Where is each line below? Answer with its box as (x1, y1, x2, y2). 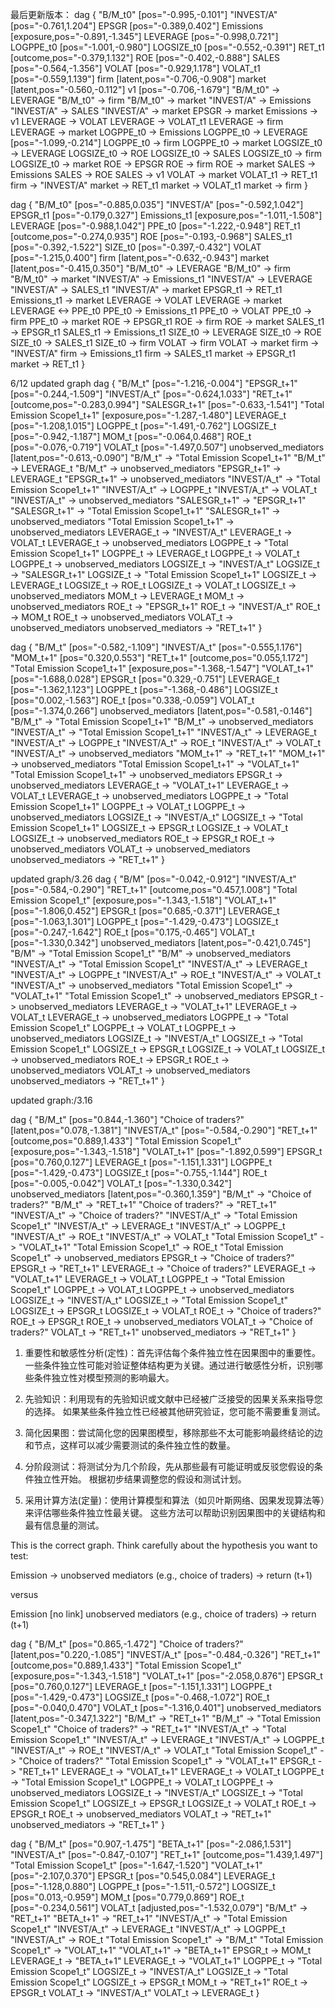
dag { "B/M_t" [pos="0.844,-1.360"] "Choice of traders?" (10, 1114, 245, 1125)
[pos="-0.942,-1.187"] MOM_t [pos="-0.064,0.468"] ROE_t (10, 431, 252, 442)
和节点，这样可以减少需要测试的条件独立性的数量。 (24, 1439, 236, 1451)
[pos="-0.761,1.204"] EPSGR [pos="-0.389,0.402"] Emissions (10, 20, 264, 32)
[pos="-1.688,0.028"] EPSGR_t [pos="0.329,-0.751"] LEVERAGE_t (10, 673, 280, 685)
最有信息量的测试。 (24, 1519, 105, 1531)
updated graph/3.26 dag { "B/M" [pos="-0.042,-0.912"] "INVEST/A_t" (10, 873, 297, 885)
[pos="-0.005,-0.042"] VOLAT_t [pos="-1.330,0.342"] (10, 1178, 232, 1189)
